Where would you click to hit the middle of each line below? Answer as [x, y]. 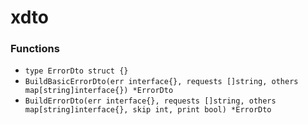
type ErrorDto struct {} [76, 71]
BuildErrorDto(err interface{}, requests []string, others [150, 101]
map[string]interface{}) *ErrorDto [99, 91]
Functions [35, 49]
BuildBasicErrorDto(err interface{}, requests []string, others [161, 82]
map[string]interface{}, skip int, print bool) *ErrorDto [148, 110]
